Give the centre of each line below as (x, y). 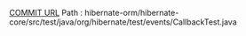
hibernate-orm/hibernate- (131, 13)
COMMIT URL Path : (46, 13)
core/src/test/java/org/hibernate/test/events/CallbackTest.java (123, 22)
